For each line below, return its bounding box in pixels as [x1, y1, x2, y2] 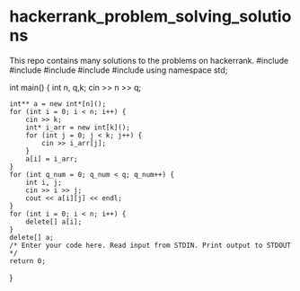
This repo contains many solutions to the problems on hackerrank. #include [9, 55, 289, 66]
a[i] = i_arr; [25, 154, 78, 163]
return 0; [9, 256, 47, 266]
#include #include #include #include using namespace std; [9, 65, 228, 75]
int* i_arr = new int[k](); [25, 123, 130, 132]
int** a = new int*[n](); [9, 99, 106, 109]
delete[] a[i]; [25, 217, 83, 226]
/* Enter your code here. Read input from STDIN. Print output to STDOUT [9, 241, 292, 250]
